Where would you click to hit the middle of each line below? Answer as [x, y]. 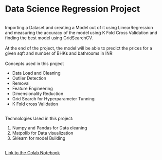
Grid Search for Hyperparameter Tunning [53, 98]
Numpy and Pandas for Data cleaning [50, 128]
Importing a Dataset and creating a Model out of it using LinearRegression [79, 27]
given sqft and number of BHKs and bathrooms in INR [59, 53]
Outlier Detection [29, 78]
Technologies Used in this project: [39, 118]
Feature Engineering [32, 88]
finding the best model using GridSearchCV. [49, 38]
